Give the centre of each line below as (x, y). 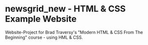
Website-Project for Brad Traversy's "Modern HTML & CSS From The (74, 32)
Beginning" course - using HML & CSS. (44, 37)
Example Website (41, 19)
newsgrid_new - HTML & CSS (66, 9)
